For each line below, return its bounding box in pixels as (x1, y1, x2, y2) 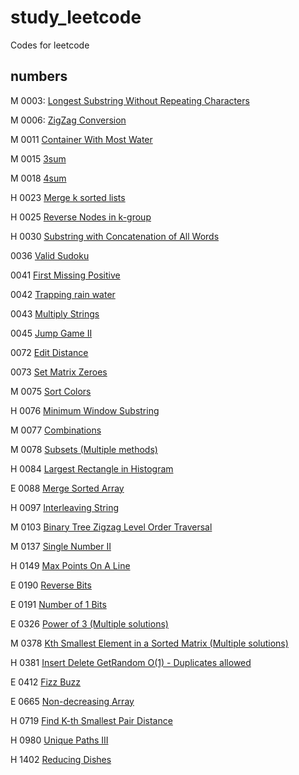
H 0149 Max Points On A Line (10, 559, 131, 571)
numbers (10, 68, 68, 85)
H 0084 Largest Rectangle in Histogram (10, 462, 174, 475)
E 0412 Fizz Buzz (10, 676, 82, 688)
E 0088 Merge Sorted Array (10, 482, 125, 494)
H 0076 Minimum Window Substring (10, 404, 160, 416)
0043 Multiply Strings (10, 307, 100, 320)
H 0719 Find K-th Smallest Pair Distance (10, 714, 173, 726)
